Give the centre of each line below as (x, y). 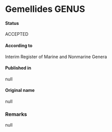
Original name (20, 90)
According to (19, 45)
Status (12, 23)
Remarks (16, 114)
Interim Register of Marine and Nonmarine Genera (56, 57)
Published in (18, 68)
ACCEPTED (17, 34)
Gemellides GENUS (45, 9)
